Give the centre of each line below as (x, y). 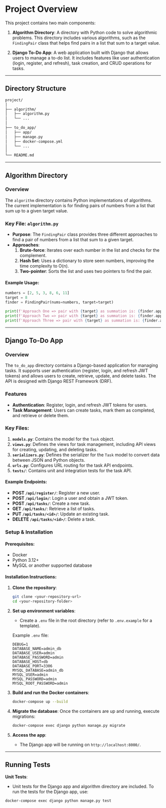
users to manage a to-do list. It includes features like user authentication (86, 57)
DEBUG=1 (20, 645)
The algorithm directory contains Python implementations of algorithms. (79, 200)
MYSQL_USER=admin (30, 675)
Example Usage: (22, 282)
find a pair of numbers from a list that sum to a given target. (73, 240)
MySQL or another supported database (52, 565)
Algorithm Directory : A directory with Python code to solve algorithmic (85, 32)
